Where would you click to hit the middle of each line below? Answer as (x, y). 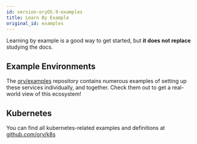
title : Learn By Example (38, 18)
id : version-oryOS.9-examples (45, 12)
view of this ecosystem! (51, 94)
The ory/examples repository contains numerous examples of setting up (97, 81)
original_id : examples (35, 23)
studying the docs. (30, 47)
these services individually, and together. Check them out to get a (89, 88)
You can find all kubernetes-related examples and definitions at (86, 128)
